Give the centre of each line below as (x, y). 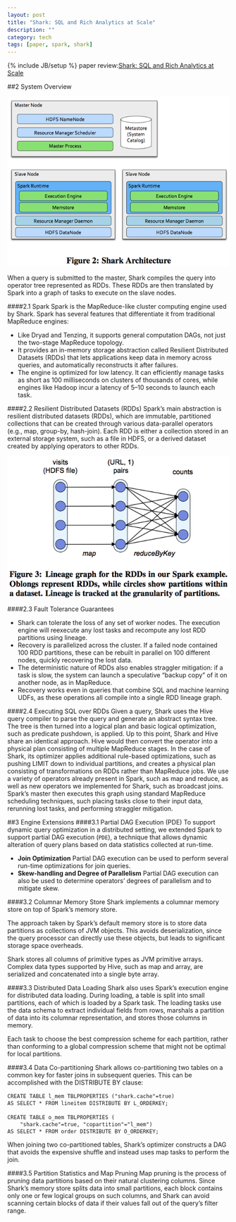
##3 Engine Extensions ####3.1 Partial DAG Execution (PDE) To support (112, 822)
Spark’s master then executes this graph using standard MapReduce (106, 794)
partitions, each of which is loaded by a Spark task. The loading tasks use (114, 1002)
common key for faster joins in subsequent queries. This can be (100, 1075)
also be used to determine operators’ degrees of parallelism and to (114, 880)
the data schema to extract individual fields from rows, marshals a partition (116, 1010)
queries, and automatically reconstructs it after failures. (98, 365)
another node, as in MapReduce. (65, 682)
